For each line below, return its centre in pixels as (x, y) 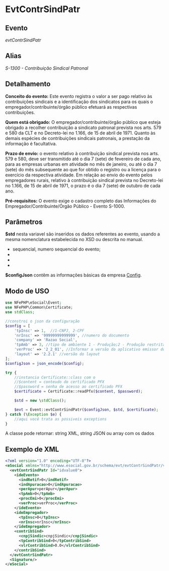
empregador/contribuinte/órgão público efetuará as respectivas (71, 107)
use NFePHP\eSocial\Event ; (33, 303)
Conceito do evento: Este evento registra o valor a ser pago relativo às (79, 96)
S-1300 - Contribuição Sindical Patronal (47, 68)
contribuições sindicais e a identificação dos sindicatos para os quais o (79, 102)
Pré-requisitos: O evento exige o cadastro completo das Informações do (81, 201)
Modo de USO (27, 291)
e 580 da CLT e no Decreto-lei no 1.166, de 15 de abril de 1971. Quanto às (80, 133)
